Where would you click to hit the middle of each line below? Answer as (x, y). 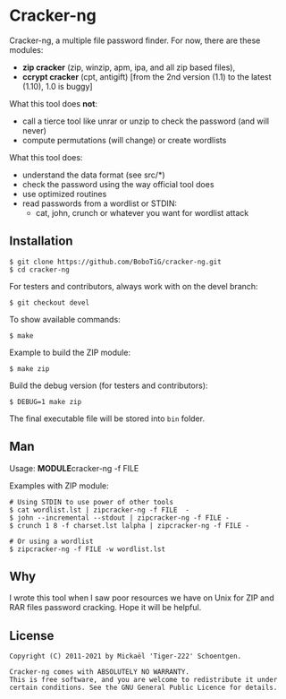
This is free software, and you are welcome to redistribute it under (143, 680)
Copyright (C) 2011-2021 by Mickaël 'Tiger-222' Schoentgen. (126, 656)
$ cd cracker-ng (39, 270)
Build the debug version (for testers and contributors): (109, 385)
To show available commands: (65, 319)
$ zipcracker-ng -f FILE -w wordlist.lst (88, 549)
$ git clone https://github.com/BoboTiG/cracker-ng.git (115, 262)
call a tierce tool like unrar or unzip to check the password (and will (146, 121)
